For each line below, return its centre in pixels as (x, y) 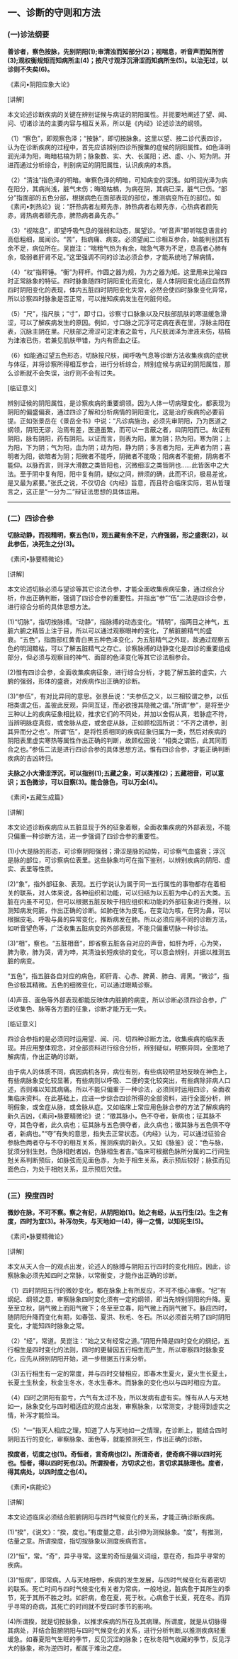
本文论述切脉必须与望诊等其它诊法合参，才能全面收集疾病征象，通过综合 (113, 589)
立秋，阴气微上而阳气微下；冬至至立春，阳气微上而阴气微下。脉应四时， (125, 1308)
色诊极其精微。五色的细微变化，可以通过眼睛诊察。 (82, 985)
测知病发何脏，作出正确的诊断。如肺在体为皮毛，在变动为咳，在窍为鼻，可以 (119, 910)
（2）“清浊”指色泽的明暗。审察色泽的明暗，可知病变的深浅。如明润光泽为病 (118, 180)
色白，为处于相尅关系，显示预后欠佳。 (69, 1169)
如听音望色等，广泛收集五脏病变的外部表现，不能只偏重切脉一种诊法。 (110, 928)
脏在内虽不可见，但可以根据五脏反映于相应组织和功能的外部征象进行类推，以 (119, 901)
